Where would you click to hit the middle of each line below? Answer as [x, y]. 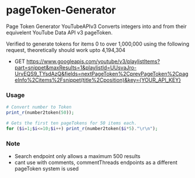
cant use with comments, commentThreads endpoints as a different [96, 163]
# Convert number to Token [39, 107]
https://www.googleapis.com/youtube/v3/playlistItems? [93, 61]
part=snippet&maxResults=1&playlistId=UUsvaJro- [76, 67]
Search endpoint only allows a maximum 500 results [77, 156]
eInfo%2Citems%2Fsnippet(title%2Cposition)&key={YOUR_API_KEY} [97, 80]
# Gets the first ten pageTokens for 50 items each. [72, 123]
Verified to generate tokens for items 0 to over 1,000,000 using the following [98, 44]
